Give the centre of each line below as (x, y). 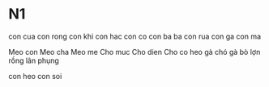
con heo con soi (35, 76)
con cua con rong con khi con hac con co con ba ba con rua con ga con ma (135, 36)
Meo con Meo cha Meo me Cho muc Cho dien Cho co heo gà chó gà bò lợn (134, 52)
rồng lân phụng (34, 60)
